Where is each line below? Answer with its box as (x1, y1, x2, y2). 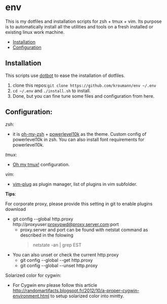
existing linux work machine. (5, 29, 65, 35)
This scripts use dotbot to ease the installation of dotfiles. (5, 72, 125, 79)
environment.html (12, 293, 50, 299)
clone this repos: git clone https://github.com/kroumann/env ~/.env (12, 82, 156, 88)
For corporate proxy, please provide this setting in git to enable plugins (5, 201, 153, 207)
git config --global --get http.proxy (20, 257, 93, 263)
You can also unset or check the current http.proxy (12, 251, 119, 257)
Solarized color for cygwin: (5, 272, 62, 278)
